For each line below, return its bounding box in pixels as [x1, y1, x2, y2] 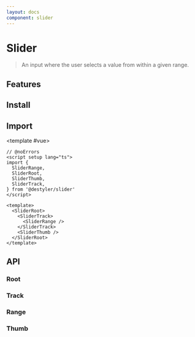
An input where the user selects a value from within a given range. [21, 61, 189, 69]
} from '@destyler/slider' [6, 186, 75, 193]
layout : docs [6, 9, 40, 15]
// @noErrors [6, 149, 40, 155]
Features [6, 79, 41, 89]
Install [6, 100, 31, 110]
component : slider [6, 15, 53, 21]
